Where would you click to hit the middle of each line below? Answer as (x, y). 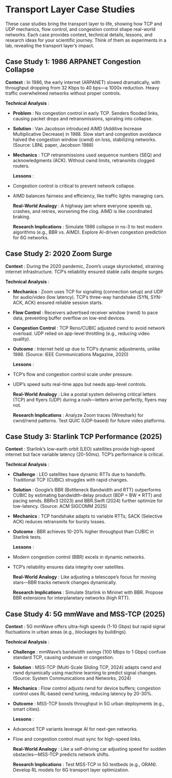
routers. (21, 166)
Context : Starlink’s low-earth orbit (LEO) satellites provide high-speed (80, 449)
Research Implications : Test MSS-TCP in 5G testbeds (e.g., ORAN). (85, 765)
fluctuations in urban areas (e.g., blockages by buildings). (66, 632)
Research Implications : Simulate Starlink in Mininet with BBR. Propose (88, 592)
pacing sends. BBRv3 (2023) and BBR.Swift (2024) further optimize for (88, 501)
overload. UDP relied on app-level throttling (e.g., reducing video (81, 333)
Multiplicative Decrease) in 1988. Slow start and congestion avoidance (87, 134)
